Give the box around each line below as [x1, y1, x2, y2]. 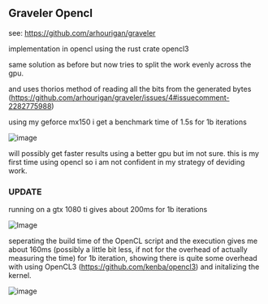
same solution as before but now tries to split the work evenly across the [8, 59, 252, 69]
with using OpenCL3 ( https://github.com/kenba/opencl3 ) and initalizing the [8, 262, 260, 271]
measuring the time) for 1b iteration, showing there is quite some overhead [8, 254, 257, 263]
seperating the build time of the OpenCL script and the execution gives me [8, 236, 258, 246]
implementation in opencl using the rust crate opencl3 [8, 44, 189, 54]
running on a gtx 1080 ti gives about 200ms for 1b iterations [8, 205, 208, 215]
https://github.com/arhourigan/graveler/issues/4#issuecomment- [11, 93, 230, 102]
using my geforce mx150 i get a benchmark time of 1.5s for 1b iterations [8, 117, 248, 127]
